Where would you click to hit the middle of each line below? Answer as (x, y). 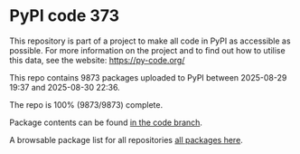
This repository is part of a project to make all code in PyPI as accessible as (150, 41)
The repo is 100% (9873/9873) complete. (86, 104)
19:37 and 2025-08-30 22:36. (65, 87)
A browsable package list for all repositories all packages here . (127, 140)
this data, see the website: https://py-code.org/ (97, 60)
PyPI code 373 (65, 16)
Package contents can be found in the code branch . (106, 122)
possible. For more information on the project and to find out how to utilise (148, 50)
